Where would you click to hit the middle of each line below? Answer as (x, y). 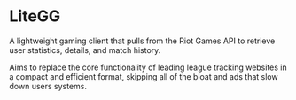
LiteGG (35, 16)
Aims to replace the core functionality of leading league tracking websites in (148, 67)
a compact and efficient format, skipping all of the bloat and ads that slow (144, 76)
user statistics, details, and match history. (85, 50)
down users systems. (48, 86)
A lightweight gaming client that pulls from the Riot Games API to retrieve (142, 41)
